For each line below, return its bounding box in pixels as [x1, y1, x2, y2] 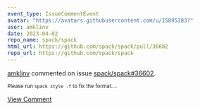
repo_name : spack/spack [7, 37, 77, 44]
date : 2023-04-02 [7, 30, 58, 37]
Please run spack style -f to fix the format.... [7, 82, 118, 90]
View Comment [7, 94, 52, 103]
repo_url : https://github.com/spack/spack [7, 50, 134, 57]
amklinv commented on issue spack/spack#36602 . [7, 68, 156, 78]
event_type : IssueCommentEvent [7, 10, 99, 18]
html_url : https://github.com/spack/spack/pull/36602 [7, 43, 169, 50]
